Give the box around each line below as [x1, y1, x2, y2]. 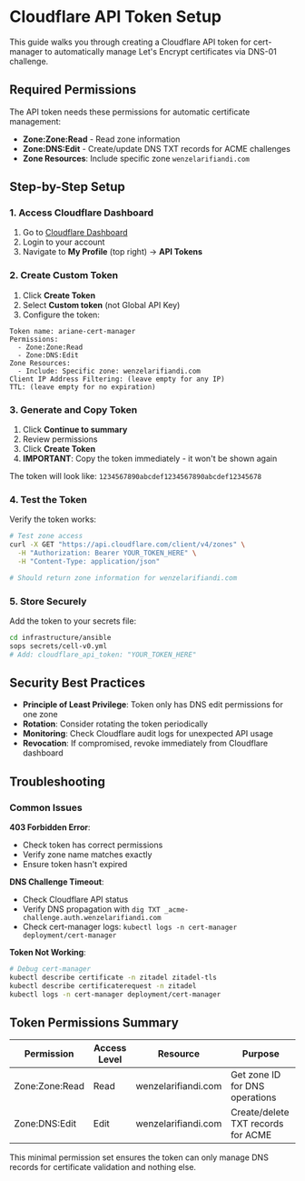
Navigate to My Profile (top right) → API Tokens [22, 246, 202, 257]
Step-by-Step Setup [9, 179, 125, 195]
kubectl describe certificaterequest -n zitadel [9, 981, 197, 990]
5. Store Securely [9, 595, 87, 607]
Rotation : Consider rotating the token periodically [22, 718, 209, 729]
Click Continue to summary [22, 425, 128, 435]
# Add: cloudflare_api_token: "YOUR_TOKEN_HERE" [9, 650, 197, 659]
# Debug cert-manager [9, 965, 92, 974]
